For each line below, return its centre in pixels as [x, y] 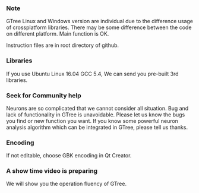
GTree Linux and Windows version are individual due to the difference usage [100, 21]
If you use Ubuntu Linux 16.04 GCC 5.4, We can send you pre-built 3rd [93, 74]
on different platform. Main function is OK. [58, 34]
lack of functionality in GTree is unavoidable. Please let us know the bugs [96, 115]
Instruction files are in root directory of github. [63, 45]
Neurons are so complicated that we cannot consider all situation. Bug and [97, 108]
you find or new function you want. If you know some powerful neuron [92, 121]
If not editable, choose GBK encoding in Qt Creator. [69, 156]
